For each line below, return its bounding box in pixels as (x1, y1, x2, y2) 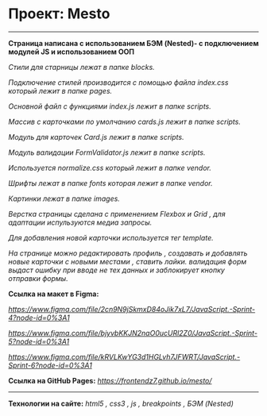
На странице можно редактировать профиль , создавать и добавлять (8, 248, 248, 258)
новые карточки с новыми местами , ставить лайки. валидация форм (8, 256, 247, 266)
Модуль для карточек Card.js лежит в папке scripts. (8, 132, 184, 141)
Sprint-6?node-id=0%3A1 (8, 360, 93, 370)
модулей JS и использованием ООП (8, 47, 135, 56)
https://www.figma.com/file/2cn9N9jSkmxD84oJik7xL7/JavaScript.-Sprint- (8, 304, 256, 314)
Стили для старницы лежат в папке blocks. (8, 62, 155, 71)
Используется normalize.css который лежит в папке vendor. (8, 163, 212, 172)
